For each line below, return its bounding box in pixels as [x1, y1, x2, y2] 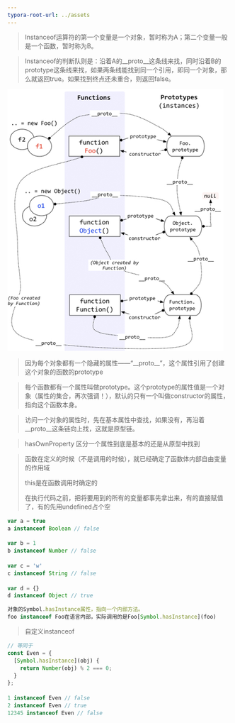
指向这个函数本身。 [24, 400, 81, 409]
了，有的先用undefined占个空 [24, 502, 111, 511]
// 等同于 [7, 642, 33, 649]
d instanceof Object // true [7, 592, 93, 600]
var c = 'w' [7, 562, 42, 569]
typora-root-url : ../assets [7, 11, 91, 18]
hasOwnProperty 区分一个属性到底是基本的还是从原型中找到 [24, 439, 200, 448]
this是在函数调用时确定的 [24, 478, 98, 487]
